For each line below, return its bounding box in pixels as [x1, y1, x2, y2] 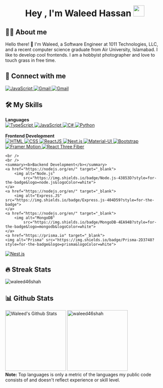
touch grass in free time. [5, 57, 57, 63]
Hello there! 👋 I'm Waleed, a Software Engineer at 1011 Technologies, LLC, [5, 41, 158, 47]
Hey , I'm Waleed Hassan [25, 8, 132, 19]
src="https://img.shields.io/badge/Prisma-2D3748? [45, 237, 155, 242]
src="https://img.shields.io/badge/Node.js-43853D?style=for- [23, 175, 157, 181]
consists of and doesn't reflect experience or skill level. [5, 377, 120, 383]
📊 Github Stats [5, 294, 54, 303]
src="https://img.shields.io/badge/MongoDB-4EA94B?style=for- [23, 220, 157, 225]
